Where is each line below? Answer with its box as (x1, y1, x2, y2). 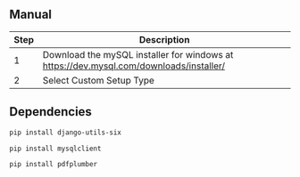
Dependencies (9, 104, 92, 119)
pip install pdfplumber (9, 160, 98, 169)
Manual (9, 7, 52, 22)
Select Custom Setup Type (42, 74, 154, 86)
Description (138, 33, 190, 45)
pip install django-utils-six (9, 128, 122, 137)
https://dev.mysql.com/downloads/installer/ (42, 60, 226, 72)
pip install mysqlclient (9, 144, 102, 153)
